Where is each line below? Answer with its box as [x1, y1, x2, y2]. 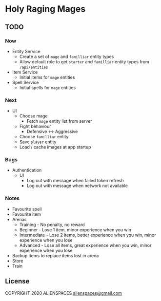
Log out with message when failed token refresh [26, 178, 124, 184]
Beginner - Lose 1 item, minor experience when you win [19, 226, 132, 232]
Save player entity [19, 139, 57, 145]
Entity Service [12, 48, 40, 54]
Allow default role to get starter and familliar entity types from [19, 58, 150, 64]
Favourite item [12, 211, 41, 217]
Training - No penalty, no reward [19, 222, 85, 227]
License [5, 277, 30, 285]
